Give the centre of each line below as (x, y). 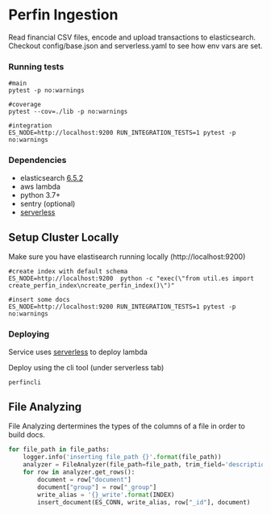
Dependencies (38, 161)
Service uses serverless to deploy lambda (78, 352)
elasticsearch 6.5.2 (51, 178)
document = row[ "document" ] (84, 479)
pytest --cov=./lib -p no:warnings (68, 112)
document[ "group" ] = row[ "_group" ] (97, 487)
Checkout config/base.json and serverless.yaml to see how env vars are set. (135, 45)
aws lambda (40, 186)
